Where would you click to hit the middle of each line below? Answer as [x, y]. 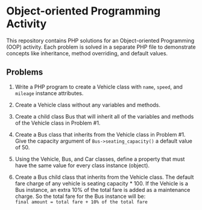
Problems [25, 73]
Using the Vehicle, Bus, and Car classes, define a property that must [100, 159]
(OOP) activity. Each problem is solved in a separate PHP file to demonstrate [101, 47]
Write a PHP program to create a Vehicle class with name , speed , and [99, 87]
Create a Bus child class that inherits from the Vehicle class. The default [104, 177]
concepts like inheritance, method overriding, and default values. [87, 53]
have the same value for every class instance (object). [82, 165]
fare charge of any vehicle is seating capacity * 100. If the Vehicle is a [102, 183]
